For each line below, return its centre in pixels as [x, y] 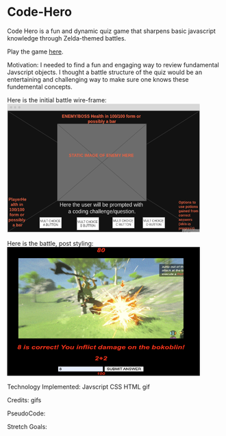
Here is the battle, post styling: [50, 243]
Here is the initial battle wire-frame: [57, 100]
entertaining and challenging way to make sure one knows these [98, 79]
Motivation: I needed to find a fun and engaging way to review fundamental [113, 65]
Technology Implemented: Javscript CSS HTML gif [79, 387]
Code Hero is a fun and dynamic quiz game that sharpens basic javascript [111, 31]
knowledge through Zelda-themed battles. [67, 38]
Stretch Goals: [27, 426]
